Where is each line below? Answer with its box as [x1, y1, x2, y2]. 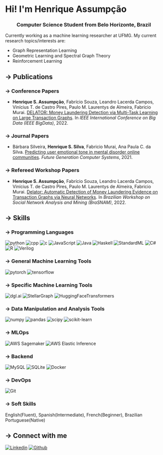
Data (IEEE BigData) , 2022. [12, 120, 68, 126]
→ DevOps [5, 376, 31, 383]
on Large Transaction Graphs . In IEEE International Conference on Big [12, 115, 156, 121]
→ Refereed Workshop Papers [5, 167, 80, 174]
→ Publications [5, 72, 53, 81]
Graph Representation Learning [12, 47, 77, 53]
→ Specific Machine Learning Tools [5, 282, 93, 289]
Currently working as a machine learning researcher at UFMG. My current [5, 32, 157, 38]
